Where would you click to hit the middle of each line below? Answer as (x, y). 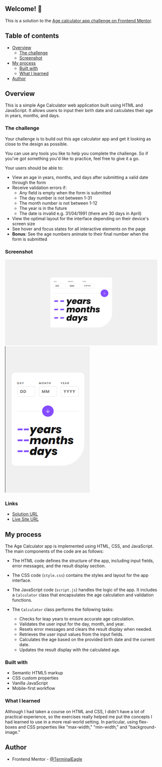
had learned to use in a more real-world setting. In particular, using (72, 722)
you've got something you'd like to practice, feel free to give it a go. (72, 159)
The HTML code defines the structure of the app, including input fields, (83, 561)
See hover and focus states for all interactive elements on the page (79, 229)
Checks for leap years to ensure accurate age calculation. (77, 619)
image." (13, 732)
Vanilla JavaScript (30, 683)
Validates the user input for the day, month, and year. (72, 624)
